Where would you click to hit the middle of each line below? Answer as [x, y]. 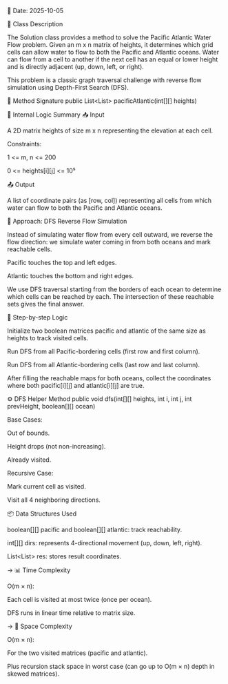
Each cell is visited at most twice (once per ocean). [80, 599]
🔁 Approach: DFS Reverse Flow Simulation [67, 221]
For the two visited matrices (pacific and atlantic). [77, 653]
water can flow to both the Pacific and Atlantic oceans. [85, 208]
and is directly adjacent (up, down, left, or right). [76, 67]
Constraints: [24, 144]
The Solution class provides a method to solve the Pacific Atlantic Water [109, 37]
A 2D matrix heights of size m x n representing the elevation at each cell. [110, 130]
